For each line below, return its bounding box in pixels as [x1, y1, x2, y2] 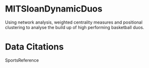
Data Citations [5, 41, 64, 53]
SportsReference [5, 57, 39, 63]
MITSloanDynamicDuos [5, 3, 103, 14]
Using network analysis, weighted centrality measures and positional [5, 19, 143, 25]
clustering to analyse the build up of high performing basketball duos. [5, 24, 145, 30]
